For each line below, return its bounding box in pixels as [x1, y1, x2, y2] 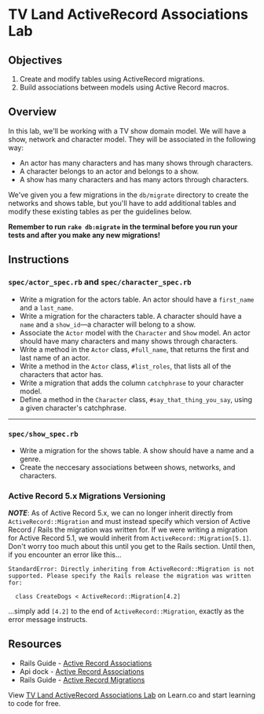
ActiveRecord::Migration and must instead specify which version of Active [8, 517, 251, 526]
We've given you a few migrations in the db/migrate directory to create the [8, 190, 249, 200]
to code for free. [8, 698, 61, 708]
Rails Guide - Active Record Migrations [19, 675, 145, 684]
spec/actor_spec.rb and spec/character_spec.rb [8, 276, 192, 287]
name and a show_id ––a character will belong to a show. [19, 320, 196, 329]
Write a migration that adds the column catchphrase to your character [19, 378, 244, 387]
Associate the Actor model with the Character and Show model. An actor [19, 328, 251, 337]
